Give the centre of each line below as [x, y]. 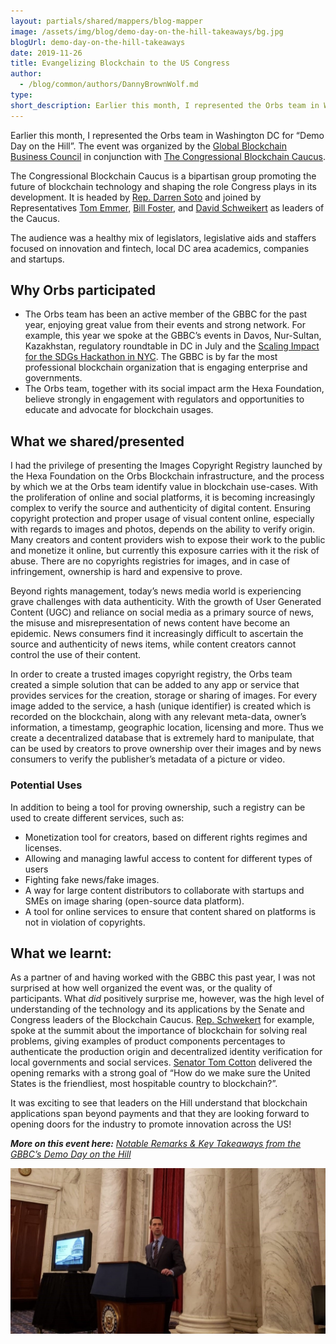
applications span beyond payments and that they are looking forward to [160, 1114]
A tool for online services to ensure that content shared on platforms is [170, 911]
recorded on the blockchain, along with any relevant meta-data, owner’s [158, 717]
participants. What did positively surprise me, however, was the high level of [167, 999]
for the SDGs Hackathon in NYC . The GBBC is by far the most [151, 357]
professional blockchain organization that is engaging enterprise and [166, 367]
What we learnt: [61, 953]
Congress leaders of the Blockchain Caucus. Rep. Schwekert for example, [162, 1020]
